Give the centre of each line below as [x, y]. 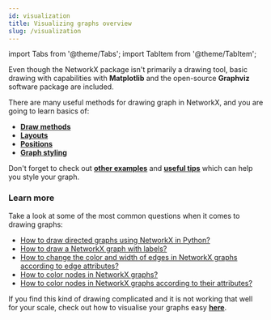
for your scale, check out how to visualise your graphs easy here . [118, 307]
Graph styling [43, 153]
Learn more [32, 198]
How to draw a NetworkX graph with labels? [93, 249]
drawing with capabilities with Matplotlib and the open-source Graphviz [129, 79]
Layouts [34, 135]
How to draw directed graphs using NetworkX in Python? [115, 240]
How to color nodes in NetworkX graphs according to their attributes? [136, 283]
